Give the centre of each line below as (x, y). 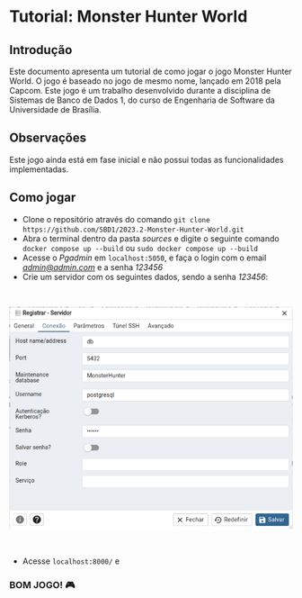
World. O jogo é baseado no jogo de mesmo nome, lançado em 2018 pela (145, 81)
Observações (48, 138)
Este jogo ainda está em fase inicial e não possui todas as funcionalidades (147, 159)
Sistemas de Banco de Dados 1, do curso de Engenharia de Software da (142, 100)
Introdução (41, 50)
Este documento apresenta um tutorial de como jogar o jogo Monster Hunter (151, 71)
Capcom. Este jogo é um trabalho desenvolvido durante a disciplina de (140, 91)
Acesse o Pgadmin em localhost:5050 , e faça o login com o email (144, 258)
